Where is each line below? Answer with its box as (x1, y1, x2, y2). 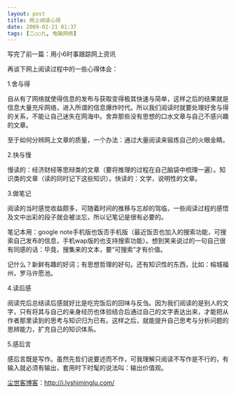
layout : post (7, 10, 46, 18)
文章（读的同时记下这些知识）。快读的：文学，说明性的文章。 (25, 175, 202, 183)
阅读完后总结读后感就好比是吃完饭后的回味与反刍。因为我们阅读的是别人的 (7, 299, 223, 307)
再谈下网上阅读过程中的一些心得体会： (7, 64, 118, 74)
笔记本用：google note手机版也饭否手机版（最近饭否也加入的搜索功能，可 (7, 228, 221, 236)
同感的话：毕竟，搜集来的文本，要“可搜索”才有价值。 (13, 245, 167, 254)
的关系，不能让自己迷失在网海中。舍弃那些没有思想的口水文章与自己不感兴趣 (7, 112, 229, 121)
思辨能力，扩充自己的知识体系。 (7, 325, 100, 334)
